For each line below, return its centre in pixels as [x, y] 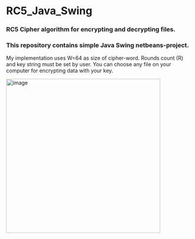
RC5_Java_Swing [49, 11]
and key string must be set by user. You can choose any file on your [89, 64]
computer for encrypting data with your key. [60, 71]
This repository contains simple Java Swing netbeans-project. [97, 46]
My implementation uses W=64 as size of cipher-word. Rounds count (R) [95, 58]
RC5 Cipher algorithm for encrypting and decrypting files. [91, 30]
